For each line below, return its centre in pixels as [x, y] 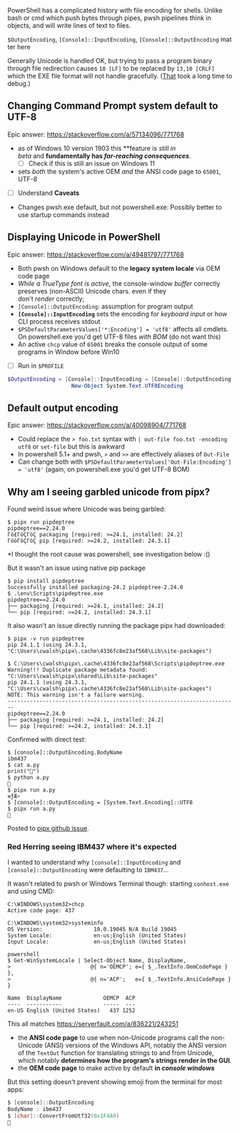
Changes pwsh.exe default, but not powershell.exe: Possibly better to [120, 207]
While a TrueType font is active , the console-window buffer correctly [119, 283]
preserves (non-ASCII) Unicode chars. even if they [92, 291]
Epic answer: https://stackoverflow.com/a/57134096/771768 [96, 134]
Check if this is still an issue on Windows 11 [92, 163]
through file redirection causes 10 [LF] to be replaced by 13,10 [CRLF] [111, 68]
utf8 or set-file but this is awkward [71, 446]
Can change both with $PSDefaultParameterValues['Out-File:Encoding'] [124, 462]
